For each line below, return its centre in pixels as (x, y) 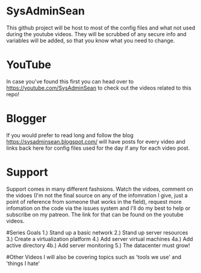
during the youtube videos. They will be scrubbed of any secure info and (96, 34)
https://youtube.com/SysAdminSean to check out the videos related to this (99, 88)
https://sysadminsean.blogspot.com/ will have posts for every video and (96, 141)
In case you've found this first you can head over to (70, 81)
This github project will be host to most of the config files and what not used (101, 28)
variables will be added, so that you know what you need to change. (91, 40)
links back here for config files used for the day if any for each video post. (98, 148)
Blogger (26, 119)
